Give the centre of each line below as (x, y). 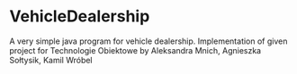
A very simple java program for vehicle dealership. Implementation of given (148, 41)
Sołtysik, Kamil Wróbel (51, 60)
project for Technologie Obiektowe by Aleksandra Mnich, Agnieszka (135, 50)
